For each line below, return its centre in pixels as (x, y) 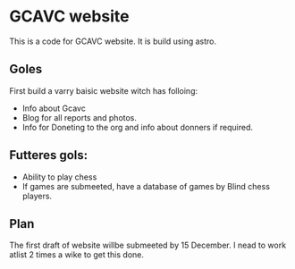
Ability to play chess (59, 177)
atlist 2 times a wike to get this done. (77, 255)
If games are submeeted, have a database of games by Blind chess (146, 186)
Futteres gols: (49, 155)
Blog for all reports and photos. (79, 117)
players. (37, 196)
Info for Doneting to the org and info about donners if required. (137, 127)
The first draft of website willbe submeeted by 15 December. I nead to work (148, 245)
